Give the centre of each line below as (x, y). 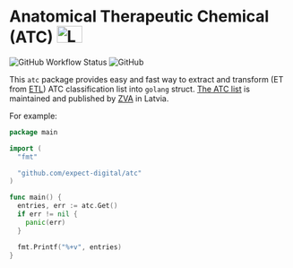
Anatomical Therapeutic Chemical (139, 17)
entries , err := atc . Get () (68, 206)
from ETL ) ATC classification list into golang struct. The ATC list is (130, 89)
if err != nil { (47, 214)
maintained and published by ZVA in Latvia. (89, 98)
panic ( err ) (46, 222)
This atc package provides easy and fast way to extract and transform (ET (146, 79)
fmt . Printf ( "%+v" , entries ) (70, 247)
